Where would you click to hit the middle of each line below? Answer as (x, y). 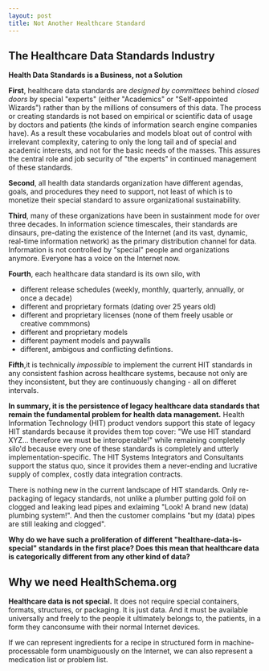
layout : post (30, 16)
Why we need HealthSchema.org (93, 582)
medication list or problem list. (58, 660)
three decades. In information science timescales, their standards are (123, 224)
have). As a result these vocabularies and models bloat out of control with (130, 133)
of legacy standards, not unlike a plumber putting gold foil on (145, 498)
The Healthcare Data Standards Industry (112, 56)
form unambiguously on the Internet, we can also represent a (152, 651)
